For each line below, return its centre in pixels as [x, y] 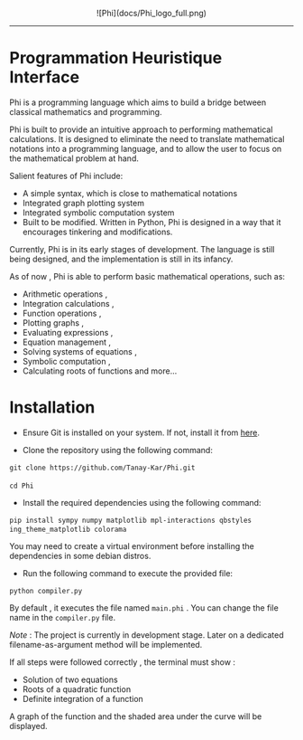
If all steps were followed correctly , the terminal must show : [123, 662]
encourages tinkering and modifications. [97, 232]
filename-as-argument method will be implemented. [106, 644]
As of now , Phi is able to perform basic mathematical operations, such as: [147, 276]
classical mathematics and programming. [86, 111]
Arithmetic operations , [65, 294]
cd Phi [22, 486]
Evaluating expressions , [68, 332]
